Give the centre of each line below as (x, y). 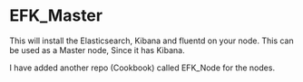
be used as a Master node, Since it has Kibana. (97, 50)
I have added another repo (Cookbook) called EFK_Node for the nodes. (142, 68)
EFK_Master (56, 16)
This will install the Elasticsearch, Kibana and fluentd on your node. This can (151, 41)
